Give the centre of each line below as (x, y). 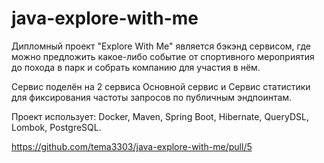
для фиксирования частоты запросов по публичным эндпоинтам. (152, 97)
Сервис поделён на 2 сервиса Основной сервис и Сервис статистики (161, 86)
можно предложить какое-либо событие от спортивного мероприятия (163, 56)
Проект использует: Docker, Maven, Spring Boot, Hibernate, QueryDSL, (160, 116)
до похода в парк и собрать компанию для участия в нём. (136, 67)
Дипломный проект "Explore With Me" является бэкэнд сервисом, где (161, 46)
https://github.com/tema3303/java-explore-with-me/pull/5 (132, 146)
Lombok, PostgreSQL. (56, 127)
